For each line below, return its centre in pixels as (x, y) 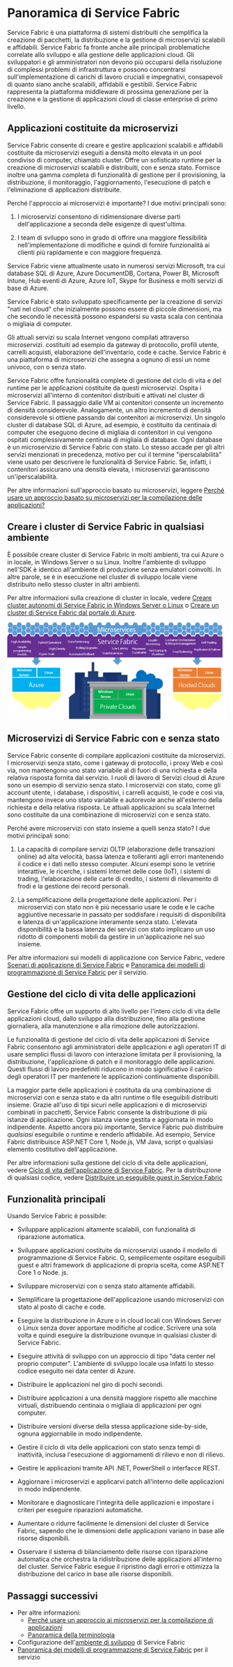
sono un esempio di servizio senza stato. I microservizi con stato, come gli (114, 785)
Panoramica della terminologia (71, 1635)
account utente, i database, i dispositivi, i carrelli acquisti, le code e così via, (116, 792)
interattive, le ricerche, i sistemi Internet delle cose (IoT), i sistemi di (114, 871)
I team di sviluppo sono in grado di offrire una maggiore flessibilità (112, 237)
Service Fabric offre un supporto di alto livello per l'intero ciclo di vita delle (114, 1011)
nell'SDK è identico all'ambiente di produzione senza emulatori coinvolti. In (114, 569)
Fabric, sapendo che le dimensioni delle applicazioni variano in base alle (121, 1531)
